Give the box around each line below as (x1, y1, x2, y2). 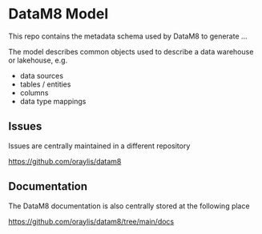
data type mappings (19, 96, 87, 106)
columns (19, 87, 49, 97)
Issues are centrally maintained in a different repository (8, 141, 191, 151)
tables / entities (19, 79, 71, 89)
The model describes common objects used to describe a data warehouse (8, 46, 254, 56)
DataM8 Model (8, 5, 109, 23)
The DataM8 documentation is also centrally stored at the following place (8, 201, 250, 211)
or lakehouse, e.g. (8, 55, 68, 65)
